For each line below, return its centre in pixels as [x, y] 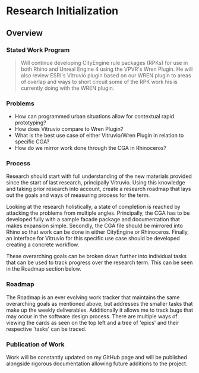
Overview [25, 33]
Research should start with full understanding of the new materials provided [99, 176]
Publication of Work [35, 344]
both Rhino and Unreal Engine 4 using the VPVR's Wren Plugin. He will [107, 69]
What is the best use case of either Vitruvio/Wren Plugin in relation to [99, 136]
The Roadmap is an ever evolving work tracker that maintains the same [93, 297]
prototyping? [30, 123]
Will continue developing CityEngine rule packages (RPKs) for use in [104, 62]
